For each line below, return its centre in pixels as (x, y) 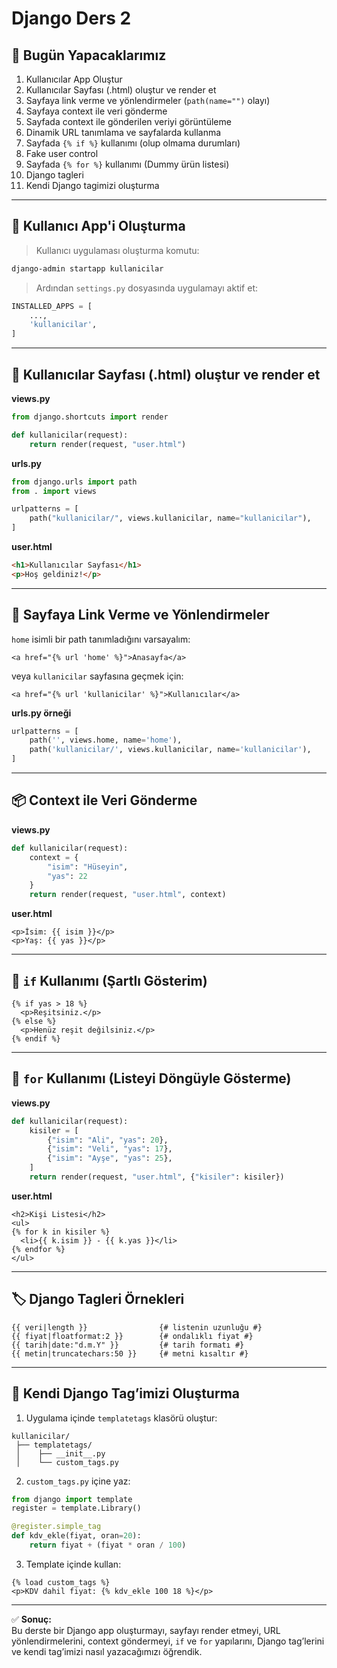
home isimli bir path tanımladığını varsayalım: (101, 639)
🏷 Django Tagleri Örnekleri (98, 1299)
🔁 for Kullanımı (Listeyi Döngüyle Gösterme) (151, 1078)
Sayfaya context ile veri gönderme (96, 111)
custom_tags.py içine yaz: (78, 1481)
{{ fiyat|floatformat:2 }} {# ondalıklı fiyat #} (132, 1336)
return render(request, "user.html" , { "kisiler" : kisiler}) (157, 1177)
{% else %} (34, 1021)
